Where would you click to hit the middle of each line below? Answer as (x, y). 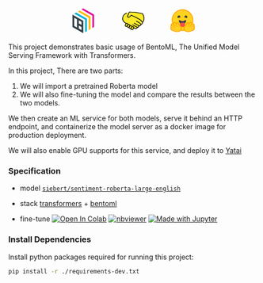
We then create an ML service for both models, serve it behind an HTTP (126, 118)
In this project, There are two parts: (66, 71)
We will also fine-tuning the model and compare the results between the (137, 94)
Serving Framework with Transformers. (72, 55)
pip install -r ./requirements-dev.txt (74, 271)
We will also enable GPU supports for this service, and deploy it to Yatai (125, 150)
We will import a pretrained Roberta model (89, 86)
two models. (40, 102)
